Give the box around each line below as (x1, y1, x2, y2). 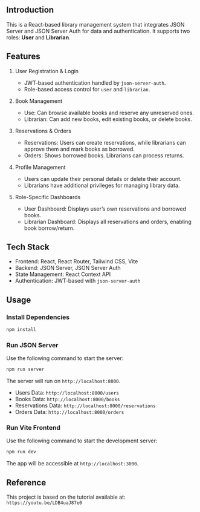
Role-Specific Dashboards (15, 193, 81, 200)
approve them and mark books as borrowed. (24, 145, 135, 153)
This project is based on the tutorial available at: (6, 493, 126, 501)
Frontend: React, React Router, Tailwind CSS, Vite (15, 258, 138, 265)
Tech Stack (6, 242, 50, 252)
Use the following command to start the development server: (6, 437, 158, 444)
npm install (6, 327, 36, 333)
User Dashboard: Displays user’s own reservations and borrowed (24, 205, 186, 212)
